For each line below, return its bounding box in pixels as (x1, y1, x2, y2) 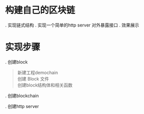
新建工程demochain (17, 69, 58, 75)
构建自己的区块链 (5, 4, 76, 16)
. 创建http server (5, 103, 39, 109)
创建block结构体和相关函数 (17, 82, 73, 88)
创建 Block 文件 (17, 75, 49, 81)
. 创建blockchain (5, 92, 39, 98)
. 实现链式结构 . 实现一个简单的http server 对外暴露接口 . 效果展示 (5, 22, 140, 28)
